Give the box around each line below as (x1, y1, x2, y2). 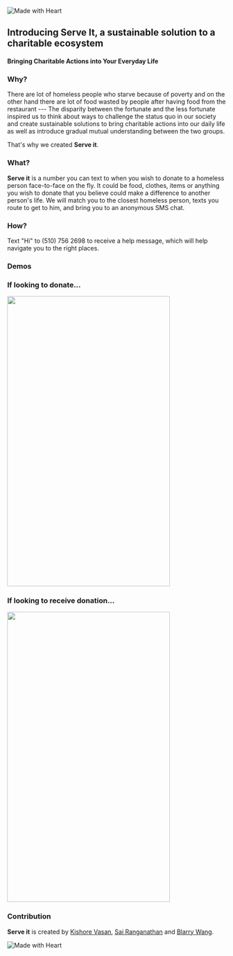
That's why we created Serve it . (7, 141, 99, 149)
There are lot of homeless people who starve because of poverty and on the (7, 90, 225, 99)
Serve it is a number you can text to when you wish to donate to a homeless (7, 174, 225, 182)
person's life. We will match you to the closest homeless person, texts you (7, 196, 219, 205)
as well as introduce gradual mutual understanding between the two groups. (7, 127, 225, 136)
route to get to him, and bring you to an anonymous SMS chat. (7, 203, 185, 212)
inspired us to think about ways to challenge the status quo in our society (7, 112, 216, 121)
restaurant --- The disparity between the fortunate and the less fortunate (7, 105, 216, 113)
